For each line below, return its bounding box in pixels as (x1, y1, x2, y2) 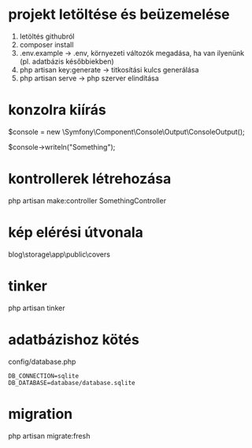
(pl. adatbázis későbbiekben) (19, 57, 114, 66)
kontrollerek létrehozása (8, 170, 172, 188)
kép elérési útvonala (8, 224, 144, 241)
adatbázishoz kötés (8, 331, 139, 348)
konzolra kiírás (8, 101, 106, 119)
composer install (19, 39, 74, 49)
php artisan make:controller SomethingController (8, 195, 167, 205)
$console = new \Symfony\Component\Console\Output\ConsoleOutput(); (8, 127, 246, 136)
